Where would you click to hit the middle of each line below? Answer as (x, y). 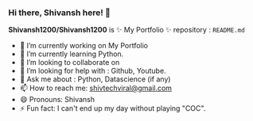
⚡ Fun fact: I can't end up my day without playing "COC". (113, 108)
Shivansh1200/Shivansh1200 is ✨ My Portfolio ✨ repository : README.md (127, 30)
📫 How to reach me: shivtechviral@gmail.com (96, 88)
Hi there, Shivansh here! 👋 (60, 13)
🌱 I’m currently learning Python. (72, 54)
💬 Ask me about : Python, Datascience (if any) (95, 79)
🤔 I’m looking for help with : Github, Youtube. (93, 71)
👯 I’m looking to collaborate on (70, 62)
